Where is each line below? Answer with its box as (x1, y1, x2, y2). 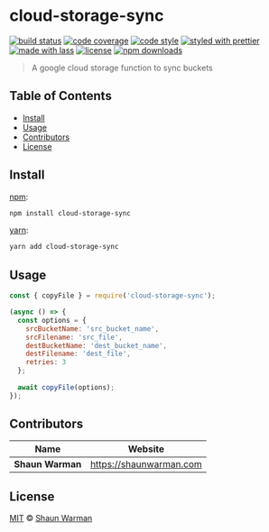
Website (127, 443, 165, 455)
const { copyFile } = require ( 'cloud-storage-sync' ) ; (9, 291, 217, 300)
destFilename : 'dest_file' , (25, 349, 131, 359)
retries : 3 (25, 358, 67, 367)
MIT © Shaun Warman (9, 513, 93, 524)
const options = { (17, 316, 88, 325)
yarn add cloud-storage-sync (9, 243, 119, 252)
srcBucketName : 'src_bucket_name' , (25, 324, 160, 334)
